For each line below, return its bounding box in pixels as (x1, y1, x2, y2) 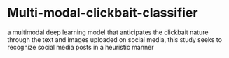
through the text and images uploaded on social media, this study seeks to (7, 35, 223, 43)
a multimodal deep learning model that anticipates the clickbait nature (7, 28, 209, 36)
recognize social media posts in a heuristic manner (7, 43, 154, 51)
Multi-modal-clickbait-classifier (7, 5, 198, 21)
